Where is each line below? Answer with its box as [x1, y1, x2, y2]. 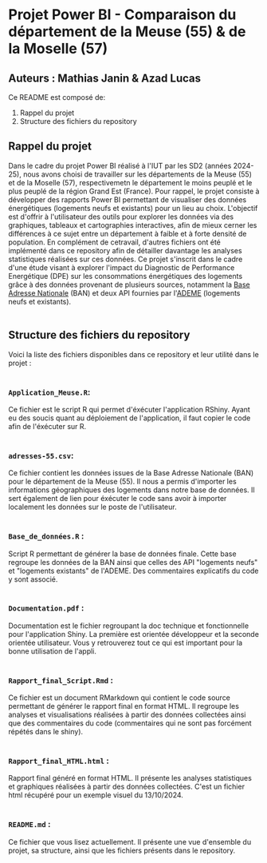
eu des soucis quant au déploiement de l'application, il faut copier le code [8, 413, 251, 423]
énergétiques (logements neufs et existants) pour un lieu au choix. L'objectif [8, 203, 258, 213]
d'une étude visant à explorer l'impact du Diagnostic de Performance [8, 262, 235, 272]
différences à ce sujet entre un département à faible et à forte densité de [8, 229, 247, 238]
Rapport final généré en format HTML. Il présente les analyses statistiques [8, 774, 253, 783]
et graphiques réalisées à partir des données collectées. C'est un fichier [8, 781, 245, 792]
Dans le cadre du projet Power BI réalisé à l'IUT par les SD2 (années [8, 161, 232, 170]
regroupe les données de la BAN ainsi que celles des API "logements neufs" [8, 557, 258, 567]
